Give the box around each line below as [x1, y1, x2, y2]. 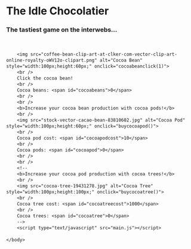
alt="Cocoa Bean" [99, 57, 143, 63]
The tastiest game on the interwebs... [6, 26, 118, 34]
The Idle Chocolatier [6, 4, 109, 18]
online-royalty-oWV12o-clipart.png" [6, 57, 97, 63]
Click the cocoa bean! [17, 75, 73, 81]
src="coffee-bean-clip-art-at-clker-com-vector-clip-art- [30, 51, 178, 57]
